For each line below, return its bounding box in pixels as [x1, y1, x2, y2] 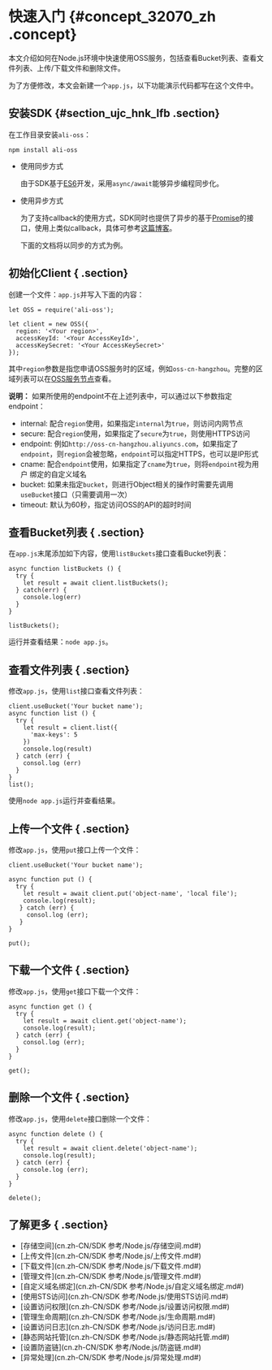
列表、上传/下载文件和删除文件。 [15, 63, 126, 73]
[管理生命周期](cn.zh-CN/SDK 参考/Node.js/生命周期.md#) [19, 1312, 216, 1322]
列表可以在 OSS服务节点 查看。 [15, 374, 116, 383]
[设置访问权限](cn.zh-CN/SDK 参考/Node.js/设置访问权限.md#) [19, 1302, 230, 1312]
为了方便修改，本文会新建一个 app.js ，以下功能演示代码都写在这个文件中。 [8, 80, 258, 90]
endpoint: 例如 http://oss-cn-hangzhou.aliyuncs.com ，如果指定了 [19, 439, 239, 448]
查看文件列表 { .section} [8, 663, 130, 676]
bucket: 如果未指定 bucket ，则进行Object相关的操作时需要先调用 [19, 479, 234, 489]
